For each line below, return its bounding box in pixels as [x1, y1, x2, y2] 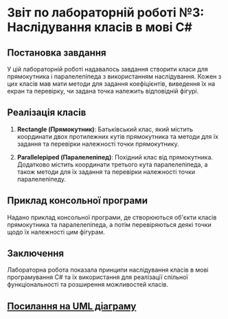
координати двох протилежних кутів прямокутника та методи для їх [16, 132, 218, 140]
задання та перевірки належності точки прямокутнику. [16, 140, 180, 148]
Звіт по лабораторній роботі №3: [7, 5, 205, 21]
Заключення [7, 247, 64, 259]
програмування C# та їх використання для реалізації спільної [7, 273, 188, 281]
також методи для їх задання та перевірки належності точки [16, 167, 196, 176]
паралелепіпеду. [16, 175, 67, 183]
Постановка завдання [7, 47, 106, 58]
